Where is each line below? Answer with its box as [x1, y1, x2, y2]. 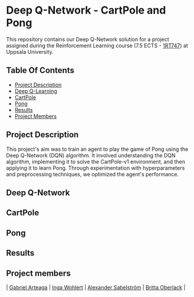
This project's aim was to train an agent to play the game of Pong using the [6, 146, 189, 153]
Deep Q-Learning [14, 87, 57, 95]
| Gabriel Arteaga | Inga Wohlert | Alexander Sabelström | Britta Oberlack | [6, 283, 186, 290]
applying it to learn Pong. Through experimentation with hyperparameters [6, 164, 185, 172]
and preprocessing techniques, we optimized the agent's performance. [6, 170, 179, 177]
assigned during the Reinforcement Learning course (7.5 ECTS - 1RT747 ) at [6, 42, 189, 49]
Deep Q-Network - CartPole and [6, 4, 166, 17]
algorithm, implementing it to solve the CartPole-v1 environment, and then [6, 158, 186, 165]
